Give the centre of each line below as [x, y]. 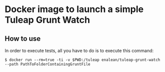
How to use [23, 39]
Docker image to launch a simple [74, 9]
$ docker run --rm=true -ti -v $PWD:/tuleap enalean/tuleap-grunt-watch [82, 60]
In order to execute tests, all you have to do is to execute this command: [79, 51]
